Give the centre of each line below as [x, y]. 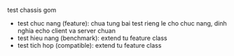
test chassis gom [32, 10]
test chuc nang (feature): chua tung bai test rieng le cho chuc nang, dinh [122, 23]
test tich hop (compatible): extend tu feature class [89, 45]
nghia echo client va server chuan [66, 31]
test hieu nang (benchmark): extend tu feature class [92, 38]
